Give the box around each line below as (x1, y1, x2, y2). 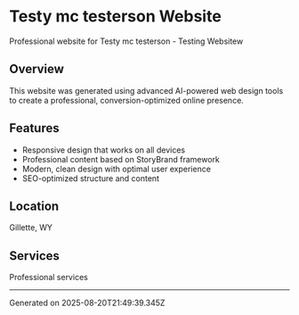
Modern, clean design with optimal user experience (21, 163, 212, 174)
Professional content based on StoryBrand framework (21, 153, 221, 164)
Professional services (9, 272, 89, 283)
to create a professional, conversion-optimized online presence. (9, 95, 245, 105)
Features (9, 120, 60, 136)
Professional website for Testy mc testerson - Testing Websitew (9, 36, 244, 46)
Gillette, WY (9, 222, 53, 233)
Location (9, 198, 60, 213)
